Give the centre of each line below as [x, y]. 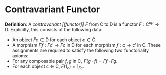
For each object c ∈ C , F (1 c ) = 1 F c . [48, 67]
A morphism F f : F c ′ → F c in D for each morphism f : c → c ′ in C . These [87, 45]
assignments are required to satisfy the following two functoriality [80, 50]
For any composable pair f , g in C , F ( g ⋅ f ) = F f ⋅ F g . [65, 61]
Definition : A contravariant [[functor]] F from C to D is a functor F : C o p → [82, 24]
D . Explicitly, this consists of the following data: [54, 29]
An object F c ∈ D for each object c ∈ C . [54, 40]
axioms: [20, 55]
